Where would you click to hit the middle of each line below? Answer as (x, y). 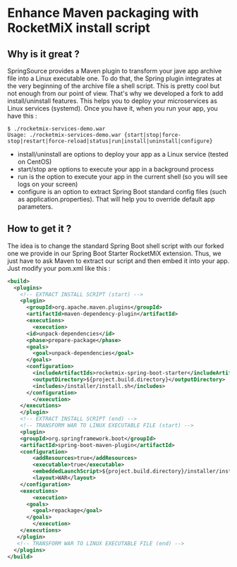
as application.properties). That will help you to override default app (116, 199)
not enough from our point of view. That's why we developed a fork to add (115, 93)
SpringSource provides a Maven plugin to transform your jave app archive (115, 71)
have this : (22, 116)
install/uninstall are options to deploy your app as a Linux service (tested (123, 154)
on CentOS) (35, 161)
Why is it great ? (43, 54)
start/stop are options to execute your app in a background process (116, 169)
